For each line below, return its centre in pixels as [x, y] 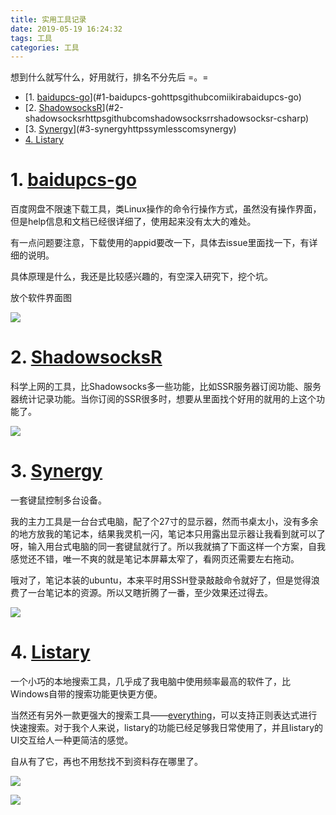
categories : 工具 [45, 47]
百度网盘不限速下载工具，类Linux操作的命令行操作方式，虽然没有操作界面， [166, 209]
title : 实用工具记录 [48, 19]
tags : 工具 [31, 38]
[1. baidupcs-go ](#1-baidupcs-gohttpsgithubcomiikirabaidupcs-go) [163, 97]
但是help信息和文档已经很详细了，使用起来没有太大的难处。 [133, 222]
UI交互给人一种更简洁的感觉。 [72, 740]
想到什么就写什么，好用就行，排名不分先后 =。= [109, 77]
